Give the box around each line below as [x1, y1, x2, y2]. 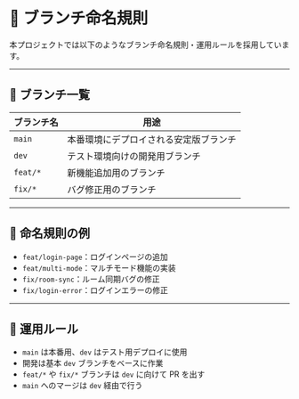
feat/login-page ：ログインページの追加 [21, 251, 168, 262]
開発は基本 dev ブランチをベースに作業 [21, 358, 164, 369]
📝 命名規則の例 [9, 226, 91, 241]
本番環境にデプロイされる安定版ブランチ [67, 133, 238, 145]
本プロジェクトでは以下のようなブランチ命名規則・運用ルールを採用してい [9, 39, 282, 50]
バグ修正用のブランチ [67, 183, 158, 196]
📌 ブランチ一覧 [9, 87, 91, 102]
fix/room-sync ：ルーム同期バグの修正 [21, 273, 160, 284]
